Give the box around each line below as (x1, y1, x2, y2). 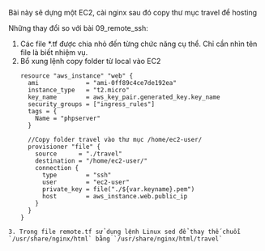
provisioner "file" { (28, 143, 101, 151)
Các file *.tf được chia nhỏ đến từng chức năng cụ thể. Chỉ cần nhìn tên (19, 39, 258, 49)
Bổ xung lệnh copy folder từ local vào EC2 (19, 57, 161, 66)
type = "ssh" (41, 171, 112, 179)
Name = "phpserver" (35, 114, 101, 122)
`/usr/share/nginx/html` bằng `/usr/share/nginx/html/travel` (8, 235, 223, 243)
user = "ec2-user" (41, 178, 130, 186)
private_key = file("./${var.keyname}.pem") (41, 185, 195, 194)
